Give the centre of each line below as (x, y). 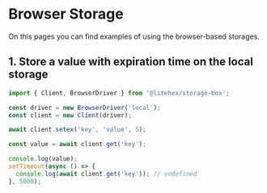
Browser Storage (66, 14)
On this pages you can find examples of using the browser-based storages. (134, 36)
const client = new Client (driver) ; (70, 115)
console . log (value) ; (43, 159)
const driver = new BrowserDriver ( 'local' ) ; (85, 107)
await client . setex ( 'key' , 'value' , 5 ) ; (78, 130)
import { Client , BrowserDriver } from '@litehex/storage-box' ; (119, 93)
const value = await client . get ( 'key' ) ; (78, 145)
